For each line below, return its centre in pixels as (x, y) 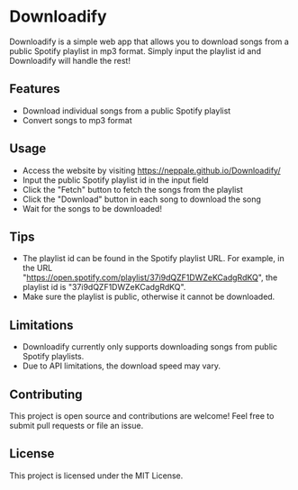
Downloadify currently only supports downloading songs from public (149, 347)
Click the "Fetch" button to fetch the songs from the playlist (132, 189)
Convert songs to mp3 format (77, 120)
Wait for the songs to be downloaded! (92, 208)
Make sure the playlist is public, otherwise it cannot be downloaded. (149, 297)
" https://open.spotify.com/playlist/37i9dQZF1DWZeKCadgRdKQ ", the (150, 277)
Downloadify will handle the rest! (70, 60)
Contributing (46, 394)
